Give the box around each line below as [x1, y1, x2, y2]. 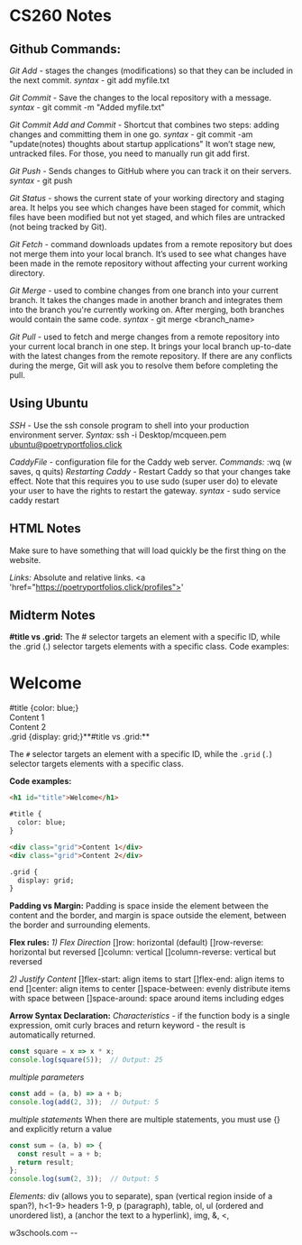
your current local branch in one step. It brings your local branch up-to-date [9, 341, 291, 352]
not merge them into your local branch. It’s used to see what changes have [9, 249, 287, 259]
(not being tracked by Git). [9, 222, 107, 232]
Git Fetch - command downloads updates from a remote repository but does [9, 239, 293, 249]
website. [9, 554, 41, 565]
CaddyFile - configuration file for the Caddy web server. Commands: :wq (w [9, 456, 293, 467]
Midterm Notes [9, 608, 96, 623]
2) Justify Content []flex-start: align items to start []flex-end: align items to [9, 973, 285, 984]
